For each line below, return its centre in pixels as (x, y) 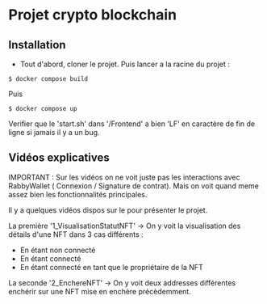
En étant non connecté (58, 250)
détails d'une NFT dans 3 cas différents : (76, 234)
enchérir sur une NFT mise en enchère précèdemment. (100, 291)
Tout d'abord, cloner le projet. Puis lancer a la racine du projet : (125, 64)
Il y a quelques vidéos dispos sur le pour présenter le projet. (108, 210)
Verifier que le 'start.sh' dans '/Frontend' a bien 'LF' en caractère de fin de (132, 124)
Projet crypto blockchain (93, 15)
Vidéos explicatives (59, 158)
